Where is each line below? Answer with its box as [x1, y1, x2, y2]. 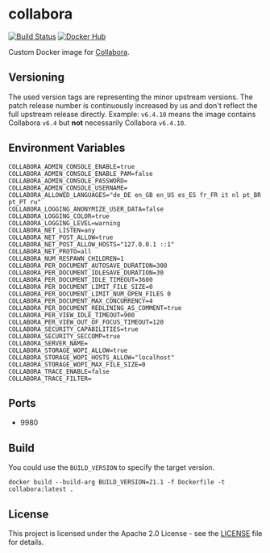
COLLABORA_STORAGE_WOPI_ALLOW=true [8, 346, 128, 354]
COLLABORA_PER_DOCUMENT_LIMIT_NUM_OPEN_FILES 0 [8, 290, 172, 298]
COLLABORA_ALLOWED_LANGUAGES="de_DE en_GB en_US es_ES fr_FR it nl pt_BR [8, 191, 262, 199]
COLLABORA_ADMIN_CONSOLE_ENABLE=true [8, 162, 135, 170]
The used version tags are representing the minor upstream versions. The [8, 92, 254, 102]
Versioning [8, 70, 64, 85]
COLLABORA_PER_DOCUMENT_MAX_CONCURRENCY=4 [8, 296, 153, 305]
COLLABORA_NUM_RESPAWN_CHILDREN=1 [8, 254, 125, 262]
